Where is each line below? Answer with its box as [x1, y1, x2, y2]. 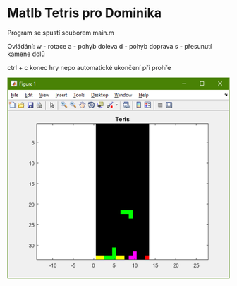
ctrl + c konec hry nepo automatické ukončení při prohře [7, 63, 171, 71]
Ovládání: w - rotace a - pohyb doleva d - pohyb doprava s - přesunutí [7, 42, 212, 50]
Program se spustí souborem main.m [7, 28, 114, 37]
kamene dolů [7, 50, 45, 58]
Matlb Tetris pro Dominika [7, 5, 162, 21]
